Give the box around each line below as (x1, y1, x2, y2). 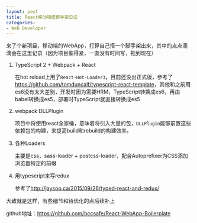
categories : (6, 20, 35, 25)
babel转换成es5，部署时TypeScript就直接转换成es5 (14, 96, 140, 103)
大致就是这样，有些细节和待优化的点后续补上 (6, 198, 115, 205)
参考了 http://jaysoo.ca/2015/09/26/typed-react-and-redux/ (14, 185, 160, 192)
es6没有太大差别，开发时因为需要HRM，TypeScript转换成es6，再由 (14, 88, 180, 95)
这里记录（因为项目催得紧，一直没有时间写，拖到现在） (21, 50, 157, 57)
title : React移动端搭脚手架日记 (6, 14, 78, 20)
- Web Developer (6, 25, 46, 31)
